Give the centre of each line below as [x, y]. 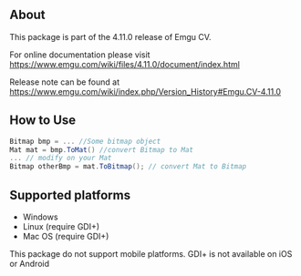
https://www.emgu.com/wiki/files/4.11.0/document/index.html [125, 64]
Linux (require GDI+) [61, 226]
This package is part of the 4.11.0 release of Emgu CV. [110, 36]
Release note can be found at [65, 82]
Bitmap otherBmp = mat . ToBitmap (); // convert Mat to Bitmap [128, 167]
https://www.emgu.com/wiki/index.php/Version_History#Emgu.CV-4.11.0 [145, 91]
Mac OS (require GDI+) [66, 236]
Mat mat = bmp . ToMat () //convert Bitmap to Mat [102, 149]
